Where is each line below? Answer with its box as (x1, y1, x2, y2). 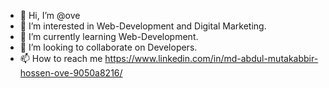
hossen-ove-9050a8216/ (19, 67, 123, 79)
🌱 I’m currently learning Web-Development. (19, 31, 199, 42)
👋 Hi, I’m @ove (19, 10, 81, 21)
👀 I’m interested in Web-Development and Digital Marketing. (19, 20, 267, 32)
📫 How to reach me (19, 53, 103, 64)
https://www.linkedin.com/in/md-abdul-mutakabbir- (104, 53, 319, 64)
